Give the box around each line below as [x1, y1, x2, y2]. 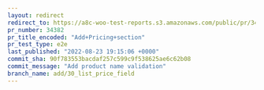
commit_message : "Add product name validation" [7, 63, 167, 70]
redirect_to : [7, 19, 50, 27]
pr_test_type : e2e [7, 41, 68, 49]
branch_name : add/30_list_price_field [7, 70, 135, 77]
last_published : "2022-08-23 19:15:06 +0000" [7, 48, 159, 56]
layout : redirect [7, 11, 65, 20]
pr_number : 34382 [7, 26, 65, 34]
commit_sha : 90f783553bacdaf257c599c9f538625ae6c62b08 [7, 56, 191, 63]
